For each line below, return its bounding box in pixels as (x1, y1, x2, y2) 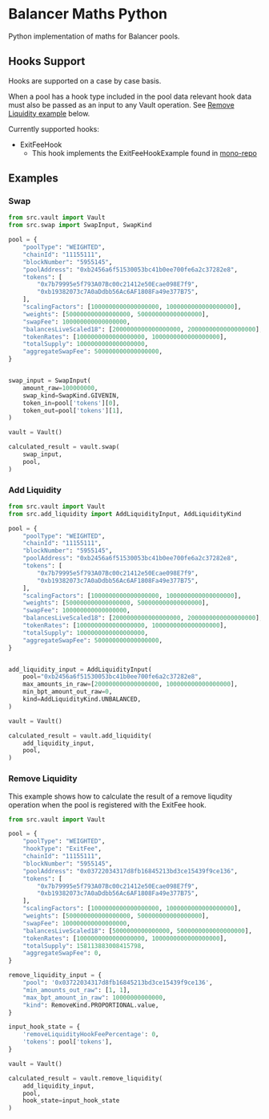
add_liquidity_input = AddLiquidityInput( (8, 665, 152, 673)
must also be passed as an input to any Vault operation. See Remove (8, 100, 235, 109)
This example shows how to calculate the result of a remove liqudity (8, 791, 233, 801)
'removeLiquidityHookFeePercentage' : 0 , (22, 1031, 159, 1039)
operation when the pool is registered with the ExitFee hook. (8, 800, 207, 809)
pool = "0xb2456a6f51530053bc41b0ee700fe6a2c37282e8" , (22, 673, 203, 681)
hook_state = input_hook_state (22, 1097, 120, 1105)
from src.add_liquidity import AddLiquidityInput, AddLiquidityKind (8, 510, 242, 518)
